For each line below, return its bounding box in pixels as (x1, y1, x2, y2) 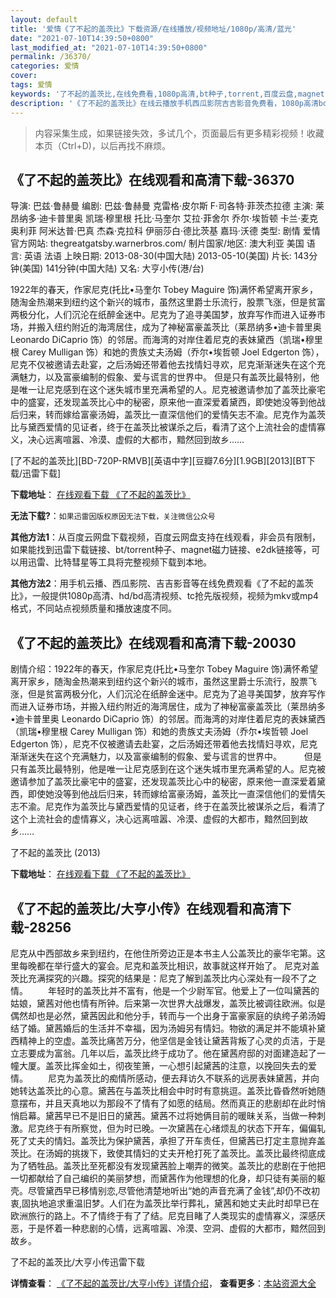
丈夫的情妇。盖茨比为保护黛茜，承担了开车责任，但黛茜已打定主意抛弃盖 (27, 1134, 326, 1146)
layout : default (10, 14, 78, 25)
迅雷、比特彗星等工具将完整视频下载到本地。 (27, 556, 212, 568)
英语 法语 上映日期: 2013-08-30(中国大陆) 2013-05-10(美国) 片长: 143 (23, 250, 310, 262)
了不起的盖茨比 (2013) (10, 847, 101, 859)
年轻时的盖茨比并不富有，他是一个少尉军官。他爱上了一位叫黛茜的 (47, 984, 320, 996)
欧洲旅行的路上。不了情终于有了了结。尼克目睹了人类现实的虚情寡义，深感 (10, 1209, 317, 1221)
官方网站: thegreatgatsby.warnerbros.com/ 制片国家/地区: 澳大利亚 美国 (10, 237, 305, 250)
